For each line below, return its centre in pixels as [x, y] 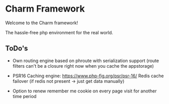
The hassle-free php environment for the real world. [59, 32]
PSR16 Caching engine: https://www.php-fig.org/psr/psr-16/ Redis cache [88, 76]
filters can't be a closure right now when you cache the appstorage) [83, 66]
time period [24, 96]
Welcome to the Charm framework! [42, 23]
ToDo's [17, 48]
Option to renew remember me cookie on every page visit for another [84, 91]
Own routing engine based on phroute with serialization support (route [86, 61]
